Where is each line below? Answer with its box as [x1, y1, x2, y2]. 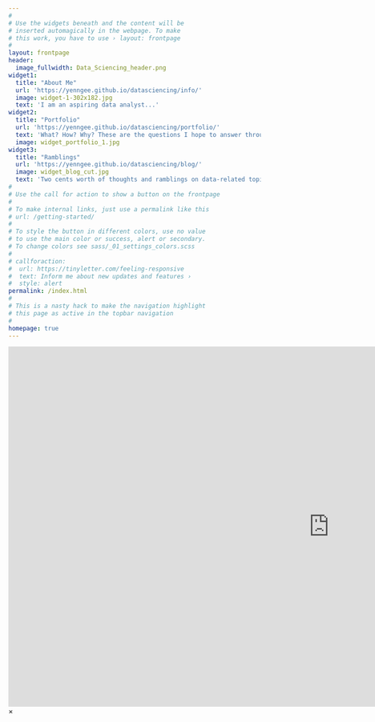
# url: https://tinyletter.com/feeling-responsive [8, 265, 184, 273]
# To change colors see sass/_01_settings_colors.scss [8, 243, 196, 251]
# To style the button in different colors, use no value [8, 227, 206, 236]
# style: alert [8, 279, 62, 288]
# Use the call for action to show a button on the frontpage [8, 190, 220, 199]
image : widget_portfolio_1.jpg [15, 138, 120, 146]
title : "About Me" [15, 78, 78, 86]
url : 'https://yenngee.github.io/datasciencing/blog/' [15, 161, 203, 169]
